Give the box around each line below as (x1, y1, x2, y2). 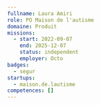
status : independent (19, 49, 79, 56)
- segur (13, 68, 36, 75)
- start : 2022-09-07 (13, 36, 73, 43)
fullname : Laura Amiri (7, 10, 73, 17)
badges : (7, 61, 30, 68)
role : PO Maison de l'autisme (7, 17, 95, 23)
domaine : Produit (7, 23, 57, 30)
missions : (7, 29, 36, 37)
